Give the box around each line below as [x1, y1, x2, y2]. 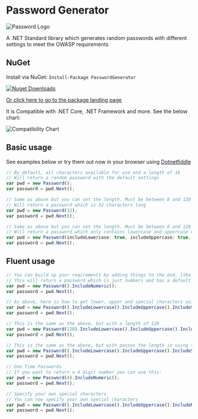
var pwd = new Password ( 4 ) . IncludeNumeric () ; [6, 375, 120, 381]
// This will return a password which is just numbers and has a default [6, 278, 192, 283]
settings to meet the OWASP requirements [6, 41, 109, 48]
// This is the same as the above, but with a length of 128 [6, 321, 160, 326]
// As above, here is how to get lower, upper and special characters [6, 299, 183, 305]
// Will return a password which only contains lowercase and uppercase [6, 229, 189, 235]
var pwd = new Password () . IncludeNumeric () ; [6, 283, 117, 289]
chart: [6, 114, 21, 121]
